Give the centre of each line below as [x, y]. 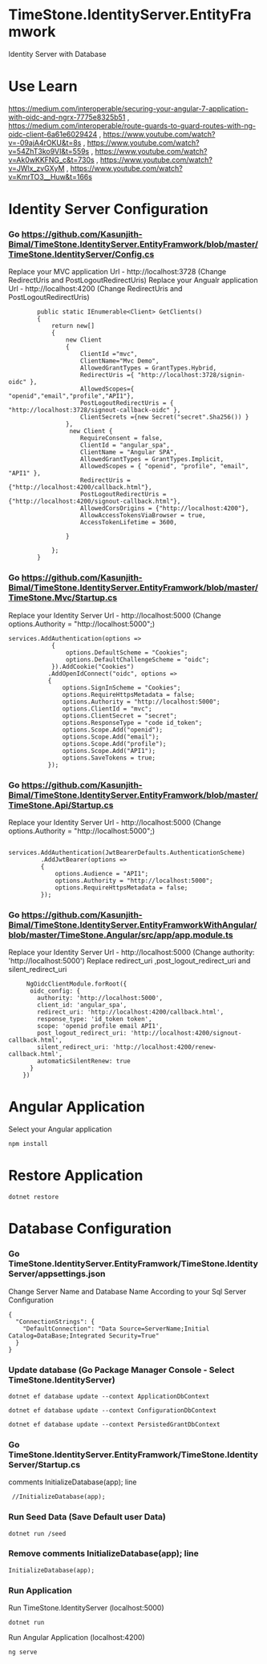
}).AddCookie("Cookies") [93, 666]
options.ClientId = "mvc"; [107, 709]
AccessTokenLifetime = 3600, [129, 523]
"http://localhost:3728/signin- [192, 375]
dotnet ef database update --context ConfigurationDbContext [113, 1410]
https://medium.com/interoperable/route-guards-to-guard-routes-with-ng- [132, 125]
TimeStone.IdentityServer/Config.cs [81, 254]
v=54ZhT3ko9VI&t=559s [49, 151]
